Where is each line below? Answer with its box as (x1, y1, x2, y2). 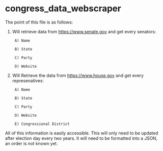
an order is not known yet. (5, 140, 58, 146)
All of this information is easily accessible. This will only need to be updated (5, 130, 159, 136)
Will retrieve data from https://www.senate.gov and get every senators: (12, 28, 156, 34)
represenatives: (12, 77, 44, 83)
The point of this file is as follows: (5, 19, 73, 25)
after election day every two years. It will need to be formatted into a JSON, (5, 135, 158, 141)
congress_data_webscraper (5, 3, 121, 14)
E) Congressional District (14, 121, 70, 126)
